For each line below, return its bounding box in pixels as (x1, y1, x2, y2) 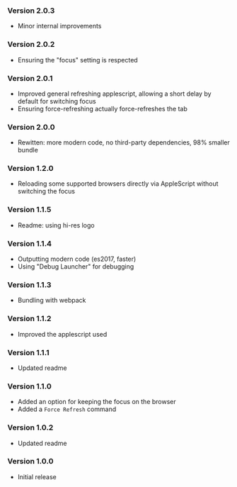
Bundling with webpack (17, 296, 86, 305)
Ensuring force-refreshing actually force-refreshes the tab (17, 104, 187, 113)
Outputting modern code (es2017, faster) (17, 254, 137, 264)
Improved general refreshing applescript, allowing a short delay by (17, 89, 212, 98)
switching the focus (17, 187, 76, 196)
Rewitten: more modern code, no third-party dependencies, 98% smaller (17, 138, 230, 147)
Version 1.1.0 (7, 381, 52, 391)
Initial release (17, 472, 57, 481)
